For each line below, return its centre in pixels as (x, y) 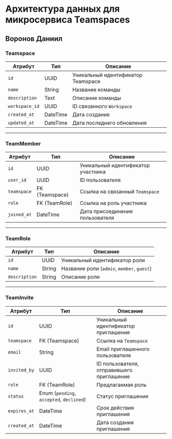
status (16, 396)
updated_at (21, 123)
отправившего (114, 370)
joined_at (20, 215)
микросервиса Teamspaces (68, 20)
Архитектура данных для (63, 9)
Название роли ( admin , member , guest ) (106, 269)
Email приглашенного (123, 349)
